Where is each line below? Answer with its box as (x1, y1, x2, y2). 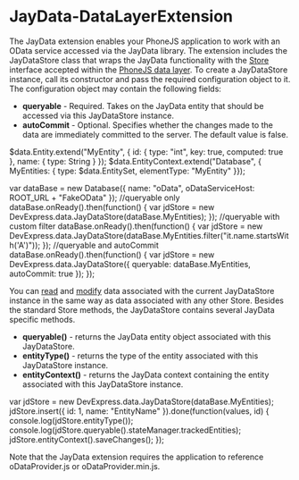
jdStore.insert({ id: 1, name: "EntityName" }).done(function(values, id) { (9, 405, 270, 417)
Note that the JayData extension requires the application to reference (9, 451, 264, 462)
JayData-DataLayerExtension (9, 6, 234, 27)
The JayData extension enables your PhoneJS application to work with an (9, 36, 281, 46)
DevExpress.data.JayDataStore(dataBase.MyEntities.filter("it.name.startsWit (9, 230, 289, 240)
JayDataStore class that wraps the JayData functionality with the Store (9, 55, 270, 65)
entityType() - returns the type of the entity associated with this (21, 350, 259, 361)
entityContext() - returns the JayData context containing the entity (21, 369, 270, 380)
